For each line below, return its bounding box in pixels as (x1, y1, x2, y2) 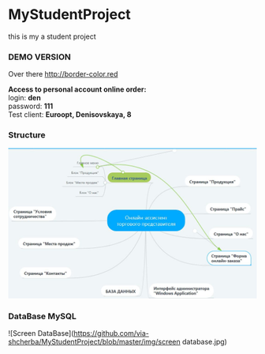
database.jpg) (181, 337, 227, 347)
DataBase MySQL (8, 311, 77, 322)
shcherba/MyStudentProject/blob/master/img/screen (8, 337, 181, 347)
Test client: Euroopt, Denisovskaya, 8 (8, 110, 132, 119)
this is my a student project (8, 32, 96, 41)
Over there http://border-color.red (8, 70, 118, 79)
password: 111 (8, 101, 54, 111)
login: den (8, 93, 41, 103)
